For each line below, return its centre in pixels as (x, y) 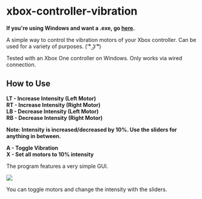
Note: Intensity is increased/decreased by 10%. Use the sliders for (92, 130)
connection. (21, 65)
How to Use (29, 84)
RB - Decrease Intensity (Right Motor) (55, 117)
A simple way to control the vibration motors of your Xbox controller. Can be (101, 40)
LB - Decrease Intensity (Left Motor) (52, 111)
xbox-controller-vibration (72, 11)
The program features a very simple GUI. (57, 166)
